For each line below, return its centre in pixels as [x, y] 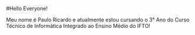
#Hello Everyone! [27, 8]
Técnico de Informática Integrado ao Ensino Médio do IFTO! [78, 26]
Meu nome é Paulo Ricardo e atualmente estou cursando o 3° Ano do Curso [98, 20]
